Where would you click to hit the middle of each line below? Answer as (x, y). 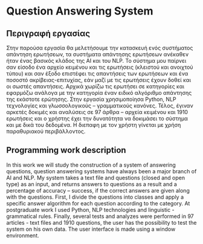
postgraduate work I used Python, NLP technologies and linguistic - (90, 210)
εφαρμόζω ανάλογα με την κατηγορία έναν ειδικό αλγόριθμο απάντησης (99, 93)
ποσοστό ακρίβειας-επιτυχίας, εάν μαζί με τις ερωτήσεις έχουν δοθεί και (99, 80)
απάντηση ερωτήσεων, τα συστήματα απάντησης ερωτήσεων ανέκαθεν (98, 54)
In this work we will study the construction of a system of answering (91, 165)
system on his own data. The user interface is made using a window (91, 229)
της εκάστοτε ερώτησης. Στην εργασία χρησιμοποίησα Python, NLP (91, 99)
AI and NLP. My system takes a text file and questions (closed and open (96, 178)
